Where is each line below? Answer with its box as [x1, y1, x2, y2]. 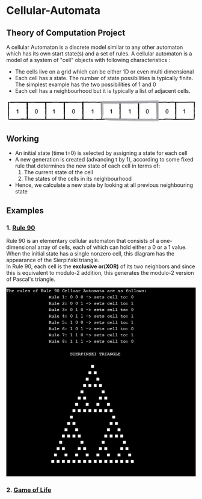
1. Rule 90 [6, 224, 35, 232]
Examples [6, 206, 44, 216]
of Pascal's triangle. [6, 275, 56, 283]
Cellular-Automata [6, 4, 101, 17]
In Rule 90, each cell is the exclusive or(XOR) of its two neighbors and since [6, 263, 195, 270]
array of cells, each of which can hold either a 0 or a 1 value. [37, 243, 188, 251]
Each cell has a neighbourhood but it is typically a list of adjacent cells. [14, 87, 191, 94]
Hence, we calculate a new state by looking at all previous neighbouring [14, 181, 194, 189]
